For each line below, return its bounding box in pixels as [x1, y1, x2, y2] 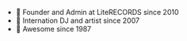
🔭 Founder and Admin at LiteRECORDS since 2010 [15, 8, 179, 17]
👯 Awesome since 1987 [15, 24, 92, 33]
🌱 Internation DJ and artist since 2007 [15, 16, 140, 25]
